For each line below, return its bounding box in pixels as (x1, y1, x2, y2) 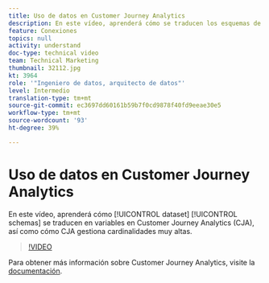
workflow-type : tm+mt (8, 109, 81, 117)
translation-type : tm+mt (8, 94, 92, 102)
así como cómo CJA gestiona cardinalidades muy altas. (8, 226, 192, 236)
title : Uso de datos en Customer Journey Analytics (8, 11, 185, 20)
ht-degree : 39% (8, 124, 60, 132)
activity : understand (8, 42, 81, 50)
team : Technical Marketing (8, 57, 99, 65)
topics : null (8, 34, 52, 43)
